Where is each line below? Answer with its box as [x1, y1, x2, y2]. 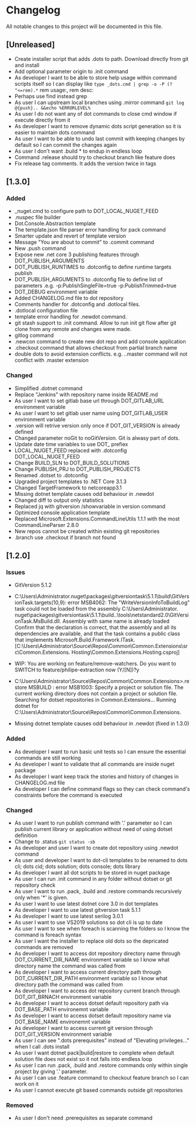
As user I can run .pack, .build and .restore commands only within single [14, 1062, 188, 1069]
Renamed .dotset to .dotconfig [14, 471, 88, 478]
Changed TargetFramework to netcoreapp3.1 [14, 484, 123, 491]
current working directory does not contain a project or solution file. [14, 690, 178, 697]
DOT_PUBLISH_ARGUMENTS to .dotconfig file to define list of [14, 276, 163, 283]
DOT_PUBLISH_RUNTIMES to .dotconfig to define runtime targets [14, 264, 172, 271]
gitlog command [14, 332, 54, 339]
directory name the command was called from [14, 963, 126, 970]
